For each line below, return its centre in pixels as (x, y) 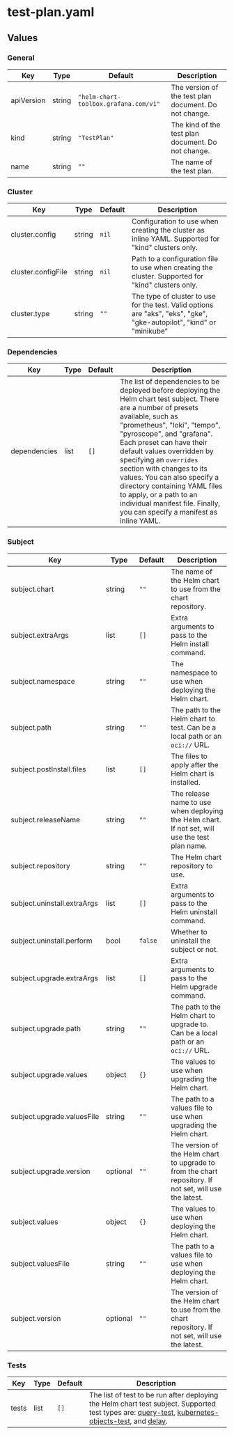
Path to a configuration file (174, 259)
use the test (190, 837)
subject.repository (41, 865)
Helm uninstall (194, 911)
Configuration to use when (175, 221)
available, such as (149, 416)
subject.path (31, 727)
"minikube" (150, 331)
